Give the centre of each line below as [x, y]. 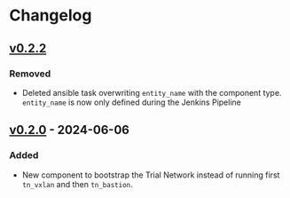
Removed [30, 74]
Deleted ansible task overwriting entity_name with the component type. [152, 92]
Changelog [51, 16]
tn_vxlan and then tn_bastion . [77, 184]
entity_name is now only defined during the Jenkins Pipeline [131, 102]
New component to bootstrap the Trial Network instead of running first [151, 175]
